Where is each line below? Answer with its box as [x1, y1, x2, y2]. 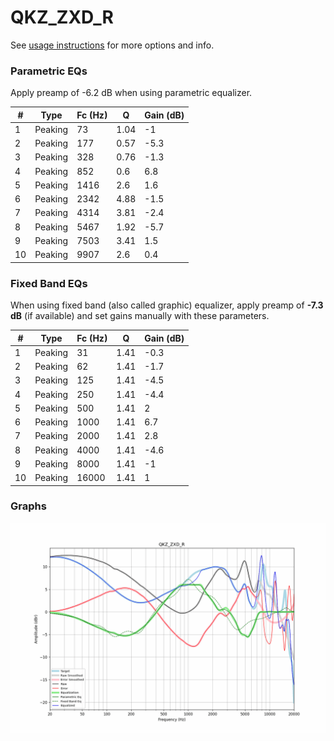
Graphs [10, 499, 47, 513]
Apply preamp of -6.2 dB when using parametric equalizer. [10, 87, 253, 99]
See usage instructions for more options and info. [10, 39, 215, 51]
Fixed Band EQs [10, 276, 88, 290]
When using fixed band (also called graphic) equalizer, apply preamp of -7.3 [10, 299, 324, 311]
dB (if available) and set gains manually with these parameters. [10, 310, 270, 322]
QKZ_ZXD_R [10, 6, 114, 29]
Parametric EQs [10, 64, 88, 78]
